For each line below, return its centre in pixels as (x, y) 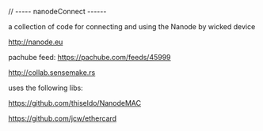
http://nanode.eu (36, 42)
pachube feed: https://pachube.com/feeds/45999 (90, 57)
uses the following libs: (46, 88)
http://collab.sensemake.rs (52, 73)
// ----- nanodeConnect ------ (57, 11)
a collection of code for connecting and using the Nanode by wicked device (132, 26)
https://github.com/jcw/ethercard (63, 118)
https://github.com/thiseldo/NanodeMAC (75, 103)
